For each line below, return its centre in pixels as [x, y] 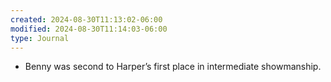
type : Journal [40, 38]
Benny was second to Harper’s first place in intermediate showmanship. [173, 67]
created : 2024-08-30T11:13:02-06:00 [86, 19]
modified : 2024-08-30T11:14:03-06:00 [89, 29]
